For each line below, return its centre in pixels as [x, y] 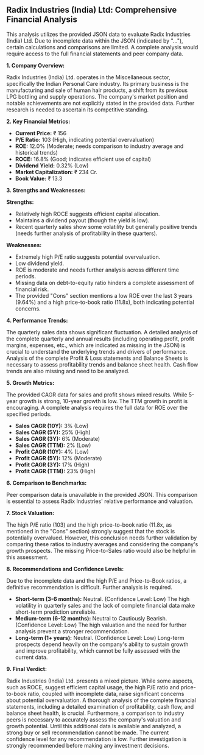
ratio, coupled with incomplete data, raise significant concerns [106, 694]
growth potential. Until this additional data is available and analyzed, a [94, 726]
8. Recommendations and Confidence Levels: [65, 569]
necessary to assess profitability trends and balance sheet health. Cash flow [102, 364]
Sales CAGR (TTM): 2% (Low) [53, 445]
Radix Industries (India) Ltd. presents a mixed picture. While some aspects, [100, 681]
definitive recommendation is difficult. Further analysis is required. [89, 587]
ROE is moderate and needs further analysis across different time [97, 270]
